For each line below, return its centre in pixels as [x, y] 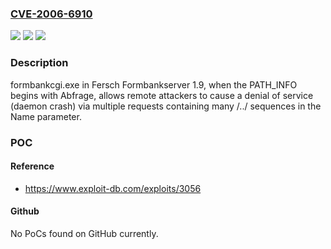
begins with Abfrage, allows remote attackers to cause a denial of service [162, 95]
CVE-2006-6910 [51, 14]
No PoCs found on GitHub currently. [84, 233]
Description [39, 63]
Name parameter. [46, 116]
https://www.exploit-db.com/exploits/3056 [113, 188]
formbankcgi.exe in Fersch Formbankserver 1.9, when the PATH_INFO [154, 84]
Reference [32, 166]
